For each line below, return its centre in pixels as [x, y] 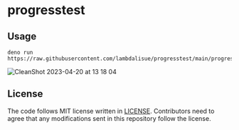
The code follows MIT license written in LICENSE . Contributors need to [111, 111]
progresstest [46, 10]
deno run [20, 52]
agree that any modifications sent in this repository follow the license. [109, 118]
